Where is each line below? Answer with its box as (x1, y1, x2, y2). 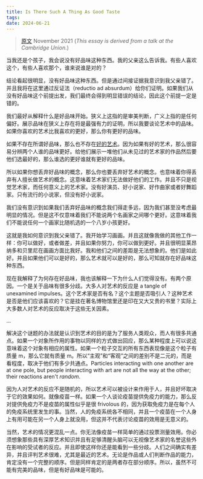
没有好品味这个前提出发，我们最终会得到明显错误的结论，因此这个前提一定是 (6, 92, 197, 100)
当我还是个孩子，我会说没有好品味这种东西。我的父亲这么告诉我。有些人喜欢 (6, 57, 197, 64)
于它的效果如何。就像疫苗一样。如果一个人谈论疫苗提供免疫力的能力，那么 (6, 393, 192, 400)
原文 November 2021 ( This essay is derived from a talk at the (21, 37, 173, 45)
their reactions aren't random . (6, 373, 81, 381)
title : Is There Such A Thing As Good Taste (6, 8, 120, 15)
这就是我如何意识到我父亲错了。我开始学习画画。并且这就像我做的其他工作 (6, 232, 192, 239)
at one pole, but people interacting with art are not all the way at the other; (6, 367, 192, 374)
